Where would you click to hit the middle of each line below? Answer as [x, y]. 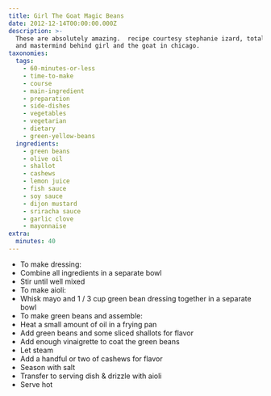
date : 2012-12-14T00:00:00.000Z [63, 23]
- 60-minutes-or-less [59, 69]
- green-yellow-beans [59, 136]
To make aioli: [43, 290]
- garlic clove [48, 219]
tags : [25, 61]
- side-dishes [46, 106]
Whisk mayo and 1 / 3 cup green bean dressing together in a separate [135, 298]
